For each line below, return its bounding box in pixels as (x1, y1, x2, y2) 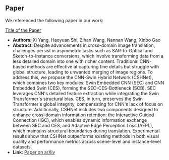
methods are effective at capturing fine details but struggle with (27, 63, 159, 69)
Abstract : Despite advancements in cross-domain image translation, (12, 42, 155, 48)
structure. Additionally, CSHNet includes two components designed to (12, 106, 158, 112)
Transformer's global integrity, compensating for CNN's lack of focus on (12, 101, 163, 107)
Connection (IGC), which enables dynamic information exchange (12, 117, 147, 123)
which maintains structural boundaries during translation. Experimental (12, 128, 160, 134)
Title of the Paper (5, 27, 41, 33)
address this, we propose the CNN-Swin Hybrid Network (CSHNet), (12, 74, 153, 80)
